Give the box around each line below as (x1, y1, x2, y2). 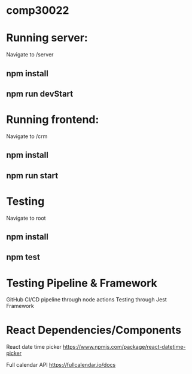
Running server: (6, 31, 88, 45)
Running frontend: (6, 113, 99, 127)
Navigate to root (6, 214, 46, 222)
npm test (6, 252, 40, 262)
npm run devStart (6, 88, 74, 99)
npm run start (6, 170, 59, 181)
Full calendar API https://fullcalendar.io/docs (6, 361, 116, 369)
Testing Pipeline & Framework (6, 276, 157, 290)
